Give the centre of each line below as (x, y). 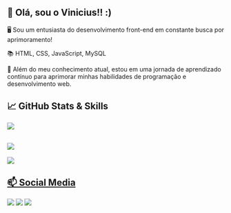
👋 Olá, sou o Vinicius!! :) (59, 13)
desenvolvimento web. (39, 84)
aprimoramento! (30, 39)
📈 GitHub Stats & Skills (58, 106)
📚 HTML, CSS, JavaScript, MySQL (57, 53)
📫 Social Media (41, 183)
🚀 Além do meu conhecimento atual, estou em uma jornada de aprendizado (114, 69)
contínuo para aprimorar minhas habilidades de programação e (97, 76)
